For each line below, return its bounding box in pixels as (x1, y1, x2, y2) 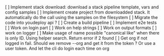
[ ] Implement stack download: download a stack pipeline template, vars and (5, 4, 159, 10)
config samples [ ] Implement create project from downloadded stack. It (5, 9, 150, 15)
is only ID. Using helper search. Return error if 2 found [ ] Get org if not (5, 35, 148, 41)
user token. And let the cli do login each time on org (5, 46, 110, 51)
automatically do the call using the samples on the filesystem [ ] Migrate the (5, 15, 158, 20)
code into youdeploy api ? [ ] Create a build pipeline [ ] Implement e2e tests (5, 19, 157, 25)
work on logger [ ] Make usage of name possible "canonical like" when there (5, 30, 160, 36)
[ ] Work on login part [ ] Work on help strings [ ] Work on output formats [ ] (5, 25, 157, 31)
